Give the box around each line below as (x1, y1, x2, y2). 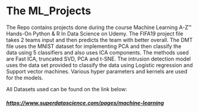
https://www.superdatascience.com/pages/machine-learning (6, 99, 165, 106)
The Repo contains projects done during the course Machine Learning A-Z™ (6, 24, 192, 31)
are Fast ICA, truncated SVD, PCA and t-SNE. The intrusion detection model (6, 55, 191, 62)
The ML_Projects (6, 4, 91, 18)
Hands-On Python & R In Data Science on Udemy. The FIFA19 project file (6, 30, 184, 37)
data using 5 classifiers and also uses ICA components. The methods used (6, 49, 189, 56)
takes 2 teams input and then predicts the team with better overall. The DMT (6, 36, 193, 43)
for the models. (6, 74, 43, 81)
